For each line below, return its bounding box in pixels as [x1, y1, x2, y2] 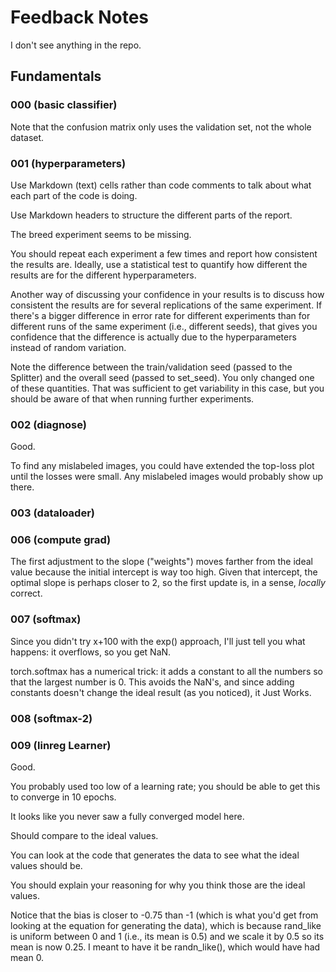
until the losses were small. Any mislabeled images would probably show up [10, 471, 324, 483]
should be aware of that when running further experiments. [10, 392, 255, 405]
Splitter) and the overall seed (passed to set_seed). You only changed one [10, 371, 315, 383]
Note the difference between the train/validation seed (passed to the [10, 361, 293, 373]
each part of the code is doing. [10, 189, 138, 201]
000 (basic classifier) [10, 98, 118, 112]
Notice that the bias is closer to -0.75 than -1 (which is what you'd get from [10, 909, 319, 921]
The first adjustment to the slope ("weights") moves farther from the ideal [10, 556, 313, 568]
